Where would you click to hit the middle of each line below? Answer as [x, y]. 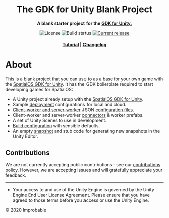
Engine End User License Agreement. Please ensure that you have [81, 195]
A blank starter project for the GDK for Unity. [84, 23]
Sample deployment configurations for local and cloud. [69, 105]
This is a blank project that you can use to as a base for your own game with [84, 79]
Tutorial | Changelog [84, 44]
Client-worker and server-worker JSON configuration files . [73, 110]
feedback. [16, 175]
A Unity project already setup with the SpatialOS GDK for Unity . [78, 99]
